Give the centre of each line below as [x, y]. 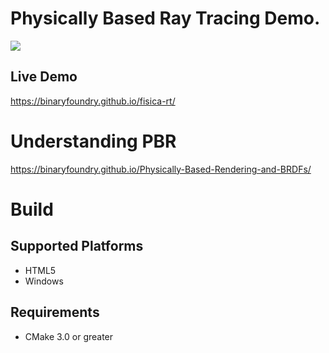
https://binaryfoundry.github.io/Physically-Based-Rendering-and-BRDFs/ [161, 169]
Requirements [55, 312]
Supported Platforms [77, 246]
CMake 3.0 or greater [69, 336]
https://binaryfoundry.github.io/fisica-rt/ [93, 101]
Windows [44, 281]
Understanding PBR [93, 141]
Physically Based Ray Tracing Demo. [165, 18]
